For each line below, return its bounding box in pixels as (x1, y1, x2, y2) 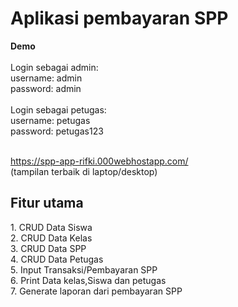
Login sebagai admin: (10, 61, 99, 73)
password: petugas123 (10, 125, 104, 137)
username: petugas (10, 114, 91, 126)
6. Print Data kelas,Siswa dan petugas (10, 274, 167, 286)
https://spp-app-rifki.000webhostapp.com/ (10, 155, 189, 167)
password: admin (10, 82, 82, 94)
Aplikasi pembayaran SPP (10, 7, 229, 30)
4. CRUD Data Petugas (10, 253, 104, 265)
